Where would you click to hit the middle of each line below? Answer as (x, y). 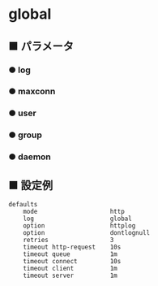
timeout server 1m (70, 275)
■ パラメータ (41, 46)
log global (77, 219)
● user (22, 113)
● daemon (30, 157)
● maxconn (32, 92)
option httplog (79, 226)
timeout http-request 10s (72, 247)
